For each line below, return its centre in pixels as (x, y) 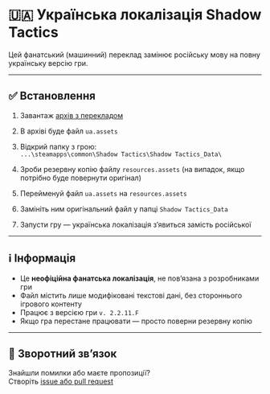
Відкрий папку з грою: (58, 146)
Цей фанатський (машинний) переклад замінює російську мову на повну (135, 55)
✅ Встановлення (52, 96)
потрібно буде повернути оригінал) (81, 178)
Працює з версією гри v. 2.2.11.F (79, 312)
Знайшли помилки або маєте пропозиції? (80, 373)
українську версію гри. (48, 63)
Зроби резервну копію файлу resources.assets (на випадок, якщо (132, 169)
